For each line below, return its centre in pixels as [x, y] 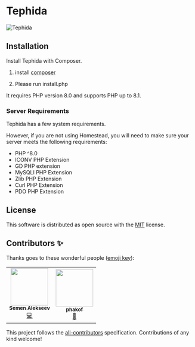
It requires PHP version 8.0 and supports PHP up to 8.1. [74, 95]
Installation [27, 46]
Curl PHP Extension [39, 185]
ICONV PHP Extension [42, 160]
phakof [75, 310]
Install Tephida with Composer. [44, 60]
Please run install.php [41, 84]
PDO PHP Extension [39, 192]
